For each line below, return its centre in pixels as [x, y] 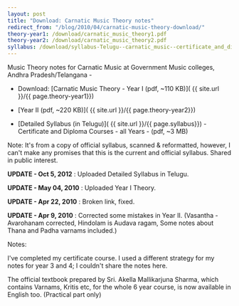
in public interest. [33, 160]
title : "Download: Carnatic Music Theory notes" [81, 21]
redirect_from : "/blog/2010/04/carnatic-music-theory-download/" [106, 27]
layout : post [27, 14]
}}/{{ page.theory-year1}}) [56, 96]
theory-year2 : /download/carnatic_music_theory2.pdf [87, 41]
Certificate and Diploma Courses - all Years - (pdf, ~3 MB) [103, 131]
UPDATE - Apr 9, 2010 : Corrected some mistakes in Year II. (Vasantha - [113, 215]
